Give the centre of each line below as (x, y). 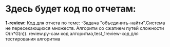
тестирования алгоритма (33, 39)
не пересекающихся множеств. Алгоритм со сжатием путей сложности (85, 28)
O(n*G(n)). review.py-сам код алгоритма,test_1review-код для (72, 33)
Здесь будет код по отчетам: (71, 9)
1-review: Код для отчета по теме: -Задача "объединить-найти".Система (85, 23)
